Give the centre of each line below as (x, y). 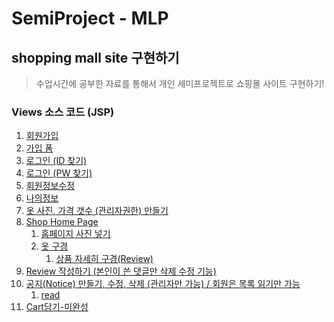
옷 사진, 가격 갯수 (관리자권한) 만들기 (97, 211)
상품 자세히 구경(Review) (104, 259)
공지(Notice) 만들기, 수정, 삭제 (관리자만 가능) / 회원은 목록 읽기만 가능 (163, 284)
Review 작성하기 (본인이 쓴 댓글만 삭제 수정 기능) (121, 271)
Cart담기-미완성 (57, 307)
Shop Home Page (62, 222)
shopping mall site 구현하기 (95, 57)
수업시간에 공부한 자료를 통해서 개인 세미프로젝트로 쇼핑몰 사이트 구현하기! (180, 83)
